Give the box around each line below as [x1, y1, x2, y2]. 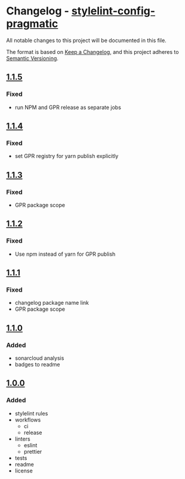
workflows [14, 416, 41, 423]
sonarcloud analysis [14, 354, 64, 362]
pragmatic [6, 17, 58, 31]
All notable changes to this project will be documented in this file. [6, 37, 167, 44]
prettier [23, 448, 42, 455]
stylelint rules [14, 410, 48, 417]
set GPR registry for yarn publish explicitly [14, 153, 119, 160]
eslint [23, 441, 38, 448]
